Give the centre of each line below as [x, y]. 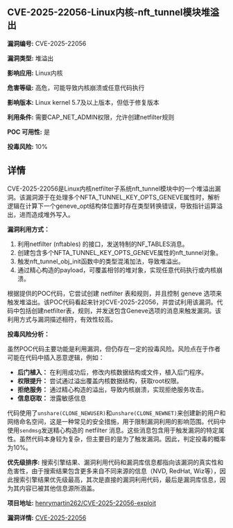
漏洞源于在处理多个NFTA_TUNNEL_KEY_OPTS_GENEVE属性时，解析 [123, 197]
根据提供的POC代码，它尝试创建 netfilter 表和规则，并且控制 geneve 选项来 [115, 293]
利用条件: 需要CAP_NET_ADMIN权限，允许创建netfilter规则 [91, 117]
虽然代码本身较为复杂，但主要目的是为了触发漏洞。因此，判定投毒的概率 [122, 439]
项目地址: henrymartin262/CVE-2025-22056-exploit [81, 503]
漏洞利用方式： [28, 229]
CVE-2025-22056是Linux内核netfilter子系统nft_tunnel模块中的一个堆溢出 [111, 188]
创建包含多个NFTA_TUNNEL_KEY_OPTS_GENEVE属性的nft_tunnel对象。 [119, 252]
